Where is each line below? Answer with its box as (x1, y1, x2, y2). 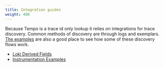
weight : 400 (5, 12, 30, 17)
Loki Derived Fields (12, 51, 52, 57)
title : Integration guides (5, 7, 61, 12)
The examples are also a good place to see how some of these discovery (5, 36, 155, 42)
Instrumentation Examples (12, 56, 66, 62)
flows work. (5, 41, 29, 47)
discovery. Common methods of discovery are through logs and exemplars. (5, 31, 160, 37)
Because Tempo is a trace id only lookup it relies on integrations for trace (5, 25, 155, 31)
